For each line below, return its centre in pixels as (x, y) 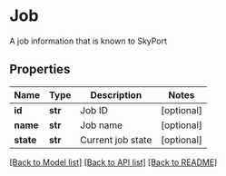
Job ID (94, 110)
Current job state (116, 140)
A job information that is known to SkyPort (88, 41)
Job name (102, 125)
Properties (40, 69)
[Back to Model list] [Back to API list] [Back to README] (113, 162)
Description (116, 94)
